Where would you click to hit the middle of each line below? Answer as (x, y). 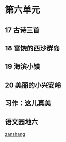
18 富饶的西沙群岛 (32, 48)
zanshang (15, 134)
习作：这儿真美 (28, 104)
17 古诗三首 (22, 30)
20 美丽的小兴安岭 (33, 85)
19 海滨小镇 (23, 67)
